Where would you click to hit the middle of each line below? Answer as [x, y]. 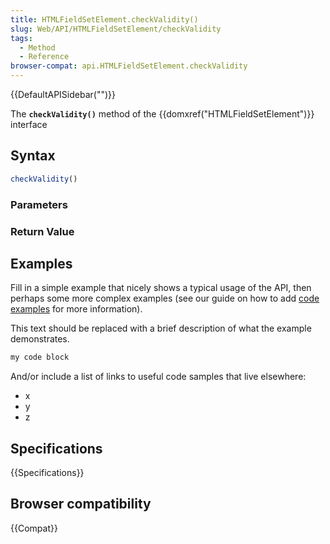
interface [29, 124]
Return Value [42, 231]
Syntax [33, 156]
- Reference [44, 57]
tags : [21, 38]
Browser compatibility [81, 504]
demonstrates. [40, 339]
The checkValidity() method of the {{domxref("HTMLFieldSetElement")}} [162, 114]
